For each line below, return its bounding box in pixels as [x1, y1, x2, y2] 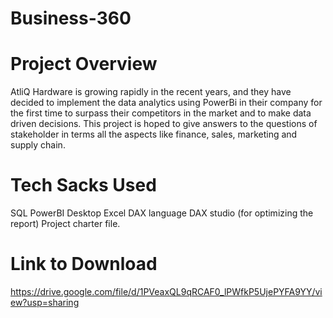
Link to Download [10, 253, 158, 276]
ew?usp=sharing [10, 297, 80, 308]
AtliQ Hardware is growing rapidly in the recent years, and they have [10, 86, 292, 98]
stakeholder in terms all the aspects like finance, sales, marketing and [10, 128, 298, 141]
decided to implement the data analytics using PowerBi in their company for [10, 97, 323, 109]
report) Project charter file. [10, 218, 121, 230]
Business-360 [10, 7, 132, 30]
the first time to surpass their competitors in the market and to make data [10, 107, 312, 119]
